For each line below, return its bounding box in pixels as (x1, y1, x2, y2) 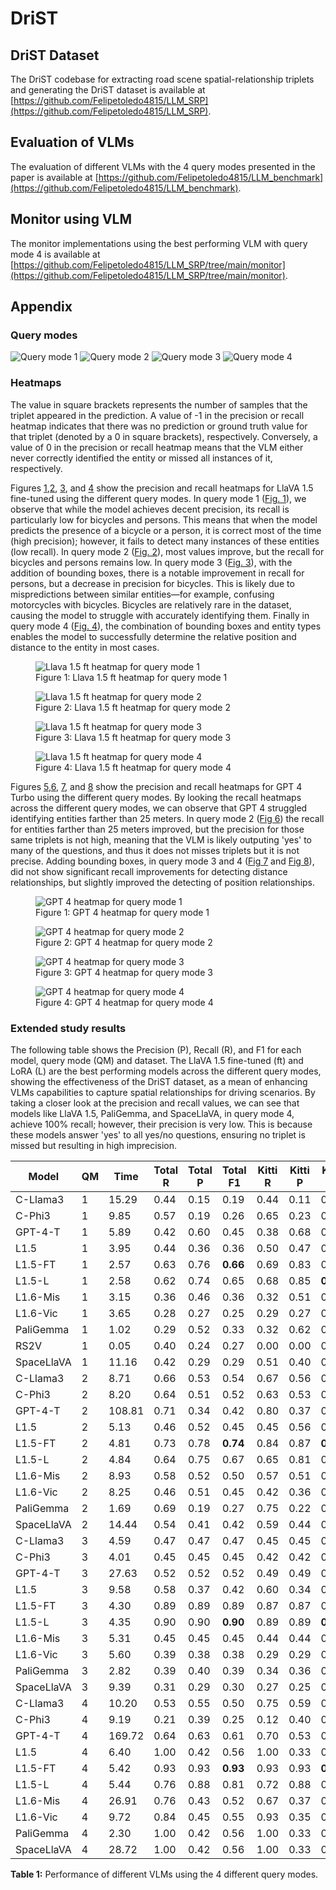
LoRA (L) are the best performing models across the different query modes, (10, 1065, 322, 1077)
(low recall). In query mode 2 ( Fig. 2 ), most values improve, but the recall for (10, 545, 325, 557)
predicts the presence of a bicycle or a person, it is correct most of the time (10, 524, 322, 536)
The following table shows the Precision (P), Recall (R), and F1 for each (10, 1043, 302, 1056)
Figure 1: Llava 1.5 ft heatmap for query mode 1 (35, 671, 228, 683)
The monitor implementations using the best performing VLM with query (10, 237, 308, 249)
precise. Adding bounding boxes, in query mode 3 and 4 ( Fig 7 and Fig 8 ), (10, 855, 315, 867)
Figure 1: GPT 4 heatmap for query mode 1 (35, 906, 210, 918)
